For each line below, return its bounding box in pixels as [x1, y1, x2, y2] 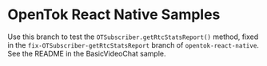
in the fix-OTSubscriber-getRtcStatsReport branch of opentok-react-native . [7, 40, 259, 49]
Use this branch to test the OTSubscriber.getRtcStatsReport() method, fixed [7, 32, 259, 41]
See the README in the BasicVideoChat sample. [7, 49, 166, 58]
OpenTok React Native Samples [7, 6, 221, 24]
